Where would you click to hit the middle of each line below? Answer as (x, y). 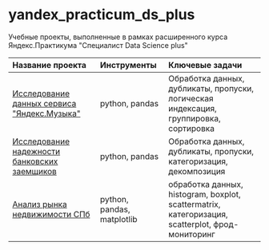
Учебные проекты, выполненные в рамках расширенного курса (118, 37)
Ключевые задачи (205, 65)
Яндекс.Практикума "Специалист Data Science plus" (98, 45)
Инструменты (128, 65)
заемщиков (35, 171)
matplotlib (118, 219)
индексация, (193, 108)
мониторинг (192, 234)
